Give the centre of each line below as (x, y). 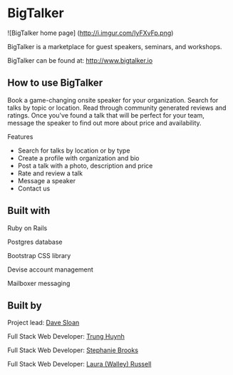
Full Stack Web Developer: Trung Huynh (66, 337)
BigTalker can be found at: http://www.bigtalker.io (80, 60)
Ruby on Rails (27, 228)
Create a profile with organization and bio (78, 158)
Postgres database (35, 242)
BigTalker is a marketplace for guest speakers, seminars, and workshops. (115, 46)
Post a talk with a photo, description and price (85, 165)
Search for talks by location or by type (74, 150)
